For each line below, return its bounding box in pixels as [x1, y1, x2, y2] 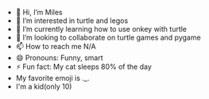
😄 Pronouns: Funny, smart [15, 53, 103, 63]
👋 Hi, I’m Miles [15, 8, 63, 17]
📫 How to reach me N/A [15, 42, 97, 51]
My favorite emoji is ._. [15, 74, 90, 82]
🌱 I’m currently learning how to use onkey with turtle [15, 25, 188, 33]
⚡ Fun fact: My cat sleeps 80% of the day [15, 62, 153, 71]
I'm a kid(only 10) [15, 82, 72, 91]
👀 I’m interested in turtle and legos [15, 16, 129, 25]
